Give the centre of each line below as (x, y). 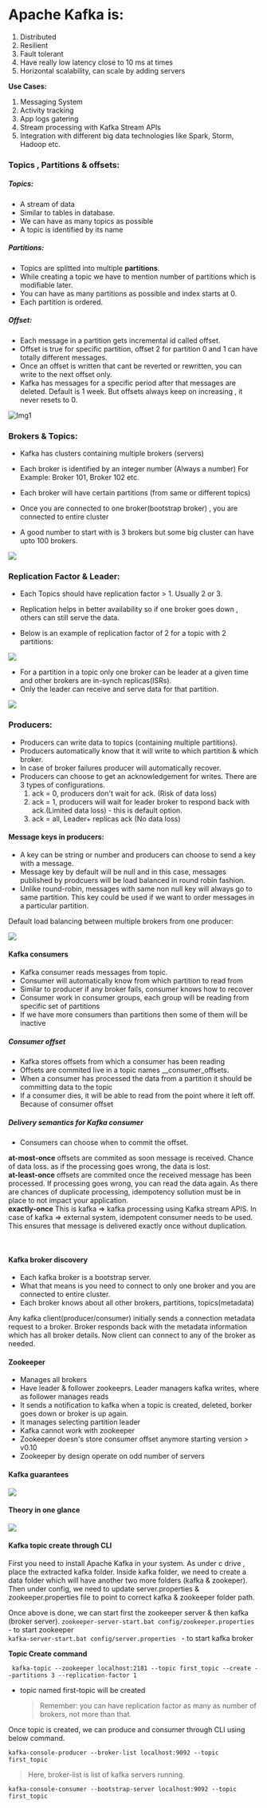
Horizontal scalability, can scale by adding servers (102, 70)
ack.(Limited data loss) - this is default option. (107, 810)
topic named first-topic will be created (82, 1691)
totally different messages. (63, 357)
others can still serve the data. (69, 618)
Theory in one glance (44, 1510)
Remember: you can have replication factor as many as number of (148, 1706)
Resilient (34, 45)
